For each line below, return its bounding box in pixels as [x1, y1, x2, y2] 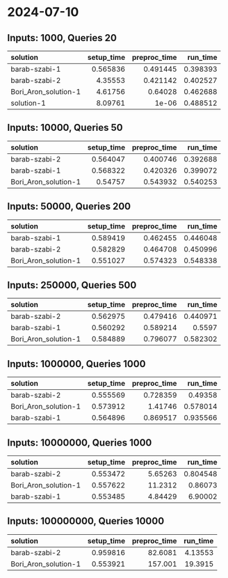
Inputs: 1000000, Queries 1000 [7, 358, 146, 370]
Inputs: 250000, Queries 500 [7, 279, 137, 291]
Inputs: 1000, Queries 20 [7, 32, 117, 44]
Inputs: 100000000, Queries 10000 [7, 515, 165, 527]
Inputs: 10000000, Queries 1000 [7, 437, 152, 448]
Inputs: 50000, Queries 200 [7, 201, 131, 212]
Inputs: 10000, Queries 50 [7, 122, 123, 134]
